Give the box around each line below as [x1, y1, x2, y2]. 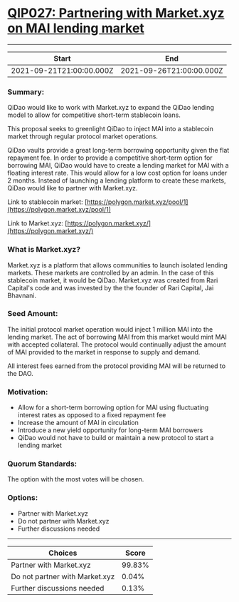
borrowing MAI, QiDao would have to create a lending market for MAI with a [7, 161, 229, 170]
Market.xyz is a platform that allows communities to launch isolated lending [7, 260, 228, 269]
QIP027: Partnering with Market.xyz [7, 5, 225, 21]
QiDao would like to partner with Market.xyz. [7, 184, 138, 193]
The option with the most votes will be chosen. [7, 475, 144, 484]
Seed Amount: [7, 309, 58, 319]
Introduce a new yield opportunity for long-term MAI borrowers [17, 426, 203, 434]
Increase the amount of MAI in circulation [17, 419, 139, 427]
